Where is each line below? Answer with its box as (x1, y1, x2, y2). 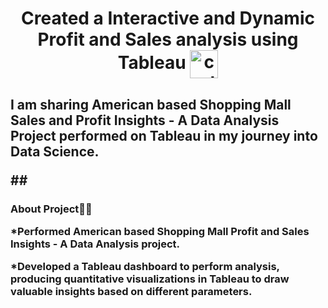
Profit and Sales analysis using (37, 28, 299, 51)
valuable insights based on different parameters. (10, 285, 253, 299)
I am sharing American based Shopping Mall (10, 96, 292, 113)
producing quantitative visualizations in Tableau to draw (10, 272, 290, 286)
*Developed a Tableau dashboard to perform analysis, (10, 260, 280, 274)
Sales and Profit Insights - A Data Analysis (10, 112, 280, 129)
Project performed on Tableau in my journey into (10, 127, 318, 144)
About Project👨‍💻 (10, 202, 93, 216)
